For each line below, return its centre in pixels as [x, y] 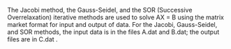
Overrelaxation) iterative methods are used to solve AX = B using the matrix [116, 17]
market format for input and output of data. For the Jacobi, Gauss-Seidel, [112, 24]
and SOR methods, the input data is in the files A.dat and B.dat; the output [113, 32]
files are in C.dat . [32, 39]
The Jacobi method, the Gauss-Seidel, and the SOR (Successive [100, 10]
